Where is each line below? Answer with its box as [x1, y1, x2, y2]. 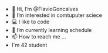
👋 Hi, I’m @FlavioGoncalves [11, 6, 79, 12]
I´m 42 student [11, 41, 48, 48]
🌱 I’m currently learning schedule [11, 27, 92, 33]
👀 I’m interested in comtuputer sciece [11, 12, 103, 19]
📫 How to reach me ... [11, 33, 66, 40]
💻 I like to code [11, 18, 50, 25]
